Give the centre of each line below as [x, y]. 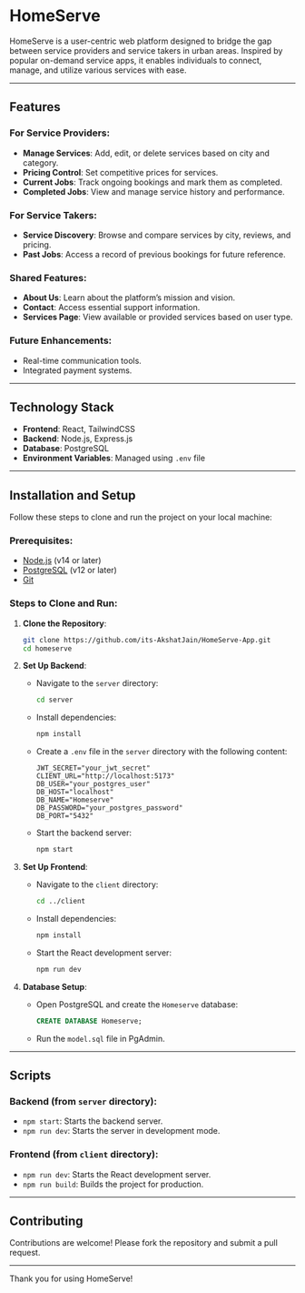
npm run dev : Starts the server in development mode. [121, 1131]
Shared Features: [48, 278]
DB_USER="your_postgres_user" [93, 784]
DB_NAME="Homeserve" [75, 800]
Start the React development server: [104, 953]
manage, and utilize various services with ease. [98, 70]
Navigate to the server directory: [97, 683]
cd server [55, 700]
